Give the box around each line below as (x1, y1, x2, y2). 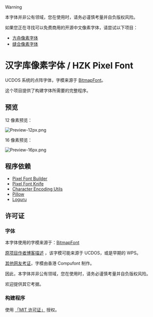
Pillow (12, 191, 24, 197)
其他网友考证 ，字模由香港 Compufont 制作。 (5, 260, 94, 266)
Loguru (12, 196, 27, 202)
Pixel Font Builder (12, 176, 48, 181)
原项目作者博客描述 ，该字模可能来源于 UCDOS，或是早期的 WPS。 (5, 250, 141, 256)
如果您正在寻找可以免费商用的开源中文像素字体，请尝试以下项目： (5, 24, 138, 30)
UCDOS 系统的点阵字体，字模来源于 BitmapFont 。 (5, 77, 106, 83)
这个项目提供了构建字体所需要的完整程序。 (5, 88, 91, 93)
